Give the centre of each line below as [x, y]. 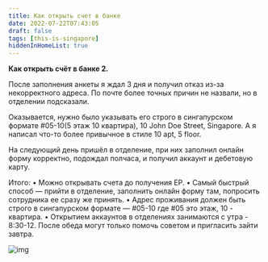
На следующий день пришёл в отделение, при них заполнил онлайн [126, 150]
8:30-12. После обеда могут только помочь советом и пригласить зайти [133, 226]
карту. [19, 167]
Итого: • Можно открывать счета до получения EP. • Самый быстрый [129, 183]
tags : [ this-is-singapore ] [54, 38]
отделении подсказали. [49, 102]
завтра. [21, 234]
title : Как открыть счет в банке [65, 16]
